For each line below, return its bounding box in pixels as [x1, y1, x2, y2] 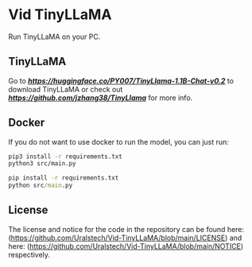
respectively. [8, 250, 50, 259]
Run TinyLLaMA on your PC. [8, 32, 101, 41]
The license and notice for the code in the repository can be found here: [8, 224, 245, 234]
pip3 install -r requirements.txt [8, 153, 123, 161]
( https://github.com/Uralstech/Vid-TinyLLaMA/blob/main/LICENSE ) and [8, 233, 242, 242]
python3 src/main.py [8, 160, 77, 168]
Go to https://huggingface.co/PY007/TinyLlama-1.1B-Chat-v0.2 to [8, 75, 235, 85]
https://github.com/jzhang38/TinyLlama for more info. [8, 93, 193, 103]
